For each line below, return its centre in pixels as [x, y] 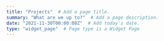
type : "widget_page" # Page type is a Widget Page [73, 29]
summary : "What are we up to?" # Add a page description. [83, 17]
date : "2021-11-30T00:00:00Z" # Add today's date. [73, 23]
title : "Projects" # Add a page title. [58, 12]
